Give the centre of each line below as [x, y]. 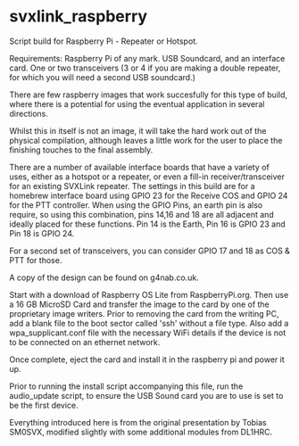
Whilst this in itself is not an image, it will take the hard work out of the [138, 130]
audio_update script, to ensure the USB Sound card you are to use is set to [146, 395]
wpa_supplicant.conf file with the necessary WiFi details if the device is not [148, 333]
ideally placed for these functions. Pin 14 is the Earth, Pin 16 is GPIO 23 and [147, 224]
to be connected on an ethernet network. [85, 342]
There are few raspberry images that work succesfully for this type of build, [149, 95]
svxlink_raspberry [79, 17]
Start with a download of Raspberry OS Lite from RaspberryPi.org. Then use [149, 294]
